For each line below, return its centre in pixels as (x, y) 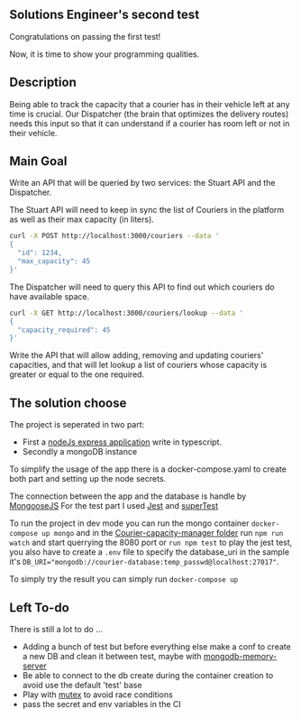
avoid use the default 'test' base (82, 685)
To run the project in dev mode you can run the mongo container (129, 523)
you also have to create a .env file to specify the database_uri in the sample (150, 552)
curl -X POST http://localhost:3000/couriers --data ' (114, 236)
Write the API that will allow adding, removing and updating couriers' (137, 355)
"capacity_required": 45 (64, 330)
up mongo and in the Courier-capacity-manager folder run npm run (163, 533)
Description (43, 83)
